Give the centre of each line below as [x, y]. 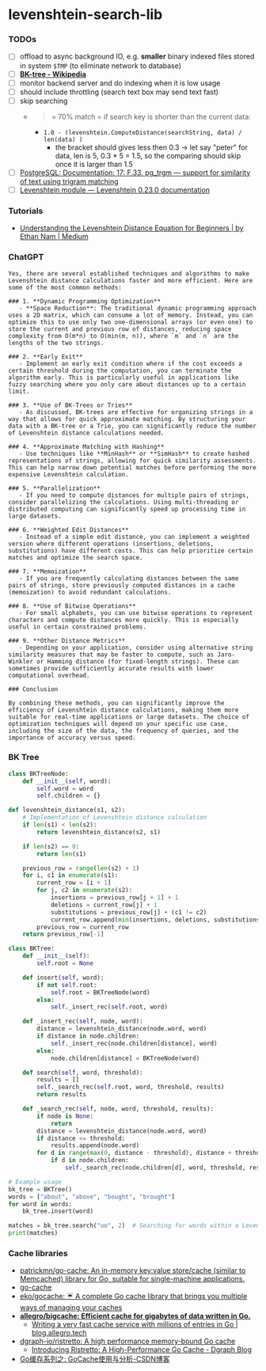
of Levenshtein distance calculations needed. [86, 433]
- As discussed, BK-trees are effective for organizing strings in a [136, 412]
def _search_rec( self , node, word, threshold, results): [118, 1109]
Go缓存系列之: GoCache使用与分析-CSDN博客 [95, 1359]
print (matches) [33, 1233]
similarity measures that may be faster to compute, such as [111, 655]
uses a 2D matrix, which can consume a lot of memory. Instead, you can [131, 315]
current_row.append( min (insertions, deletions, [131, 920]
